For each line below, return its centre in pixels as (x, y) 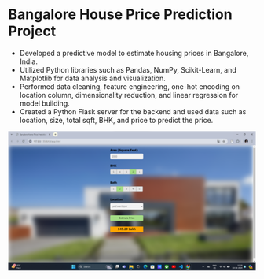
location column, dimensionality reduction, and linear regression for (129, 95)
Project (32, 31)
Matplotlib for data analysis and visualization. (93, 78)
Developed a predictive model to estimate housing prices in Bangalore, (134, 53)
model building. (45, 103)
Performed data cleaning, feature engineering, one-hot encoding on (130, 86)
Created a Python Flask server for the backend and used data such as (133, 111)
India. (28, 61)
